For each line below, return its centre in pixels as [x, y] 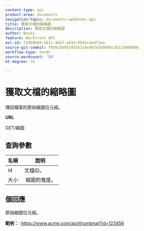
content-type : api [25, 10]
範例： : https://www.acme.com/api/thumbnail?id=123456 [65, 223]
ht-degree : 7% [20, 62]
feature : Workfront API [30, 38]
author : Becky [20, 33]
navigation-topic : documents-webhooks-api [51, 19]
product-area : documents [31, 15]
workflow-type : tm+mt [28, 52]
